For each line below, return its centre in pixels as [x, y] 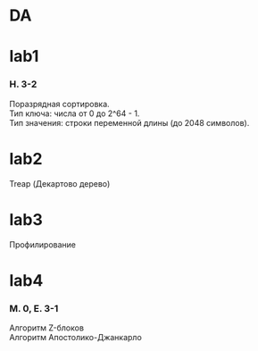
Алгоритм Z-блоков [47, 328]
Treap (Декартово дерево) [60, 183]
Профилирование [43, 244]
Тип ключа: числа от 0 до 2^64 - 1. [75, 113]
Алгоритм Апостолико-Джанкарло [76, 338]
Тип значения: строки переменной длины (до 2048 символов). [129, 122]
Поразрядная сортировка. [59, 104]
